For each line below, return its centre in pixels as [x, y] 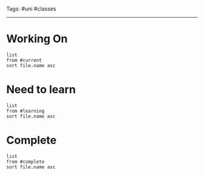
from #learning [25, 111]
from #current [24, 60]
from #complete [25, 162]
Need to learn [41, 90]
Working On [37, 39]
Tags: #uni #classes [31, 9]
